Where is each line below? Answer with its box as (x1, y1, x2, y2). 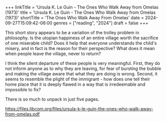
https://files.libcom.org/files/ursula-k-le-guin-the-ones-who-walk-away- (5, 106, 154, 112)
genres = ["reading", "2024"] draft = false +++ (53, 20, 149, 26)
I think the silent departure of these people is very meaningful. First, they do (5, 61, 160, 66)
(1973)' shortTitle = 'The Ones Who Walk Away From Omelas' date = (5, 15, 144, 20)
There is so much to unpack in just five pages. (5, 96, 100, 102)
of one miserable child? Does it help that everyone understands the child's (5, 40, 157, 46)
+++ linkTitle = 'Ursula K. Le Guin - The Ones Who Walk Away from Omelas (5, 4, 159, 10)
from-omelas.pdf (5, 111, 40, 117)
